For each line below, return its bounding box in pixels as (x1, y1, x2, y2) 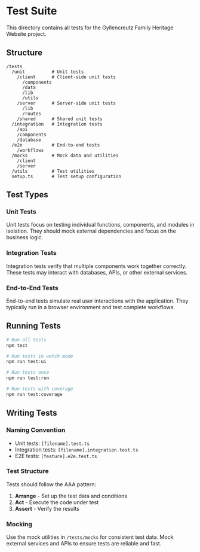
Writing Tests (6, 408, 58, 418)
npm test (6, 342, 28, 348)
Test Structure (6, 467, 49, 475)
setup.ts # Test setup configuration (11, 173, 121, 179)
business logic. (6, 234, 44, 241)
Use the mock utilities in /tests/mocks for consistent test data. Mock (6, 533, 174, 541)
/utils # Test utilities (11, 168, 95, 174)
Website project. (6, 30, 47, 37)
